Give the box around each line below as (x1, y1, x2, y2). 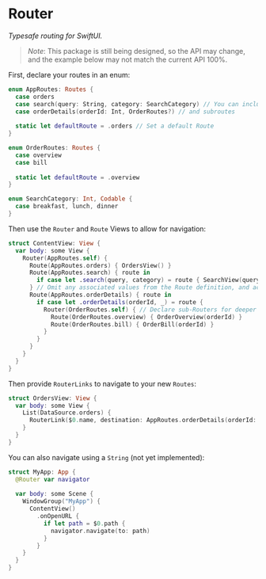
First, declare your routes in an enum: (8, 70, 131, 79)
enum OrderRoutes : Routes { (8, 144, 101, 152)
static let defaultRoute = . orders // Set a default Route (15, 122, 215, 131)
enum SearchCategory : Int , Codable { (8, 195, 133, 203)
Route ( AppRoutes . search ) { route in (28, 269, 150, 277)
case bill (15, 158, 47, 166)
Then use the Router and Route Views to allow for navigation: (8, 223, 207, 234)
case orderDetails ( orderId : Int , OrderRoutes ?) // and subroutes (15, 108, 236, 116)
